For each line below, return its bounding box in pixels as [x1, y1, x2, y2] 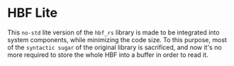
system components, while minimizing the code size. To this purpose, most [7, 35, 227, 44]
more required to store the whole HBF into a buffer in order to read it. [7, 51, 208, 59]
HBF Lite [7, 5, 58, 21]
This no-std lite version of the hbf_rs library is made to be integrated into [7, 28, 220, 37]
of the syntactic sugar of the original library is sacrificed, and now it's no [7, 43, 222, 51]
